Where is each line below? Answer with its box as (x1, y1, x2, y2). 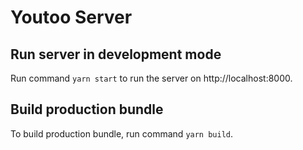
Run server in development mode (10, 46, 222, 63)
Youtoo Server (10, 6, 133, 29)
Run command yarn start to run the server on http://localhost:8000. (10, 72, 293, 84)
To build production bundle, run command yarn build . (10, 127, 234, 140)
